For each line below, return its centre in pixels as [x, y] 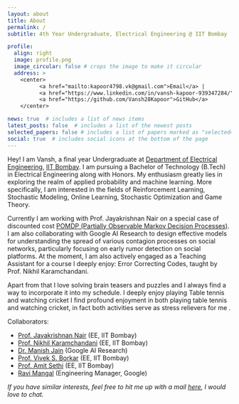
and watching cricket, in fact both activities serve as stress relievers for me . [119, 307]
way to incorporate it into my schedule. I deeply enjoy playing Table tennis [116, 292]
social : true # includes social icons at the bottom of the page [108, 139]
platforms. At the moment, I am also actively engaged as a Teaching [107, 256]
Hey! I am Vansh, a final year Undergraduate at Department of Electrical [112, 159]
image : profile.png [43, 60]
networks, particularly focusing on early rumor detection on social [104, 248]
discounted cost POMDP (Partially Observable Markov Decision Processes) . [118, 225]
